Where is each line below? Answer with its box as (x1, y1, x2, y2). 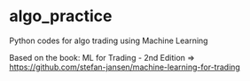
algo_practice (9, 6, 113, 26)
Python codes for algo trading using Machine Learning (9, 35, 208, 46)
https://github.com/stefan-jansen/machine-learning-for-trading (9, 62, 241, 72)
